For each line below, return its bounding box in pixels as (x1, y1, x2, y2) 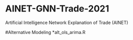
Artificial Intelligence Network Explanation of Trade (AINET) (5, 19, 128, 25)
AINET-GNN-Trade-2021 (5, 3, 109, 14)
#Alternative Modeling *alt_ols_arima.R (5, 29, 86, 35)
